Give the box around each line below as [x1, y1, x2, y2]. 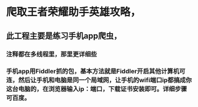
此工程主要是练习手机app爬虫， [6, 31, 122, 41]
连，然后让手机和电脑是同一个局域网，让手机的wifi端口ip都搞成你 [6, 76, 192, 85]
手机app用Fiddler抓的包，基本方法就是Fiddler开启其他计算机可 [6, 67, 186, 76]
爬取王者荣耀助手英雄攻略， [6, 5, 141, 19]
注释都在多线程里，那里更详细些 [6, 50, 98, 58]
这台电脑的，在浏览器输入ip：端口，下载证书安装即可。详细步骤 [6, 85, 187, 93]
